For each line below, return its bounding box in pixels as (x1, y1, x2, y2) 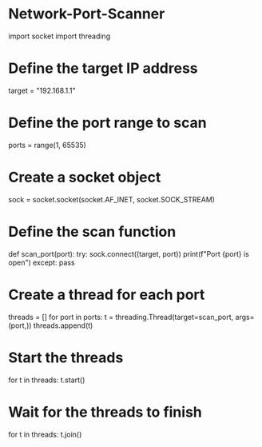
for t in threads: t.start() (8, 375, 85, 385)
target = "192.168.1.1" (8, 86, 76, 95)
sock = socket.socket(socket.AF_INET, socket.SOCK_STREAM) (8, 194, 216, 204)
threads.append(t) (33, 321, 93, 330)
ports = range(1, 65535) (8, 140, 86, 150)
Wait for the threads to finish (8, 403, 202, 421)
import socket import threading (8, 31, 110, 41)
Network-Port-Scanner (8, 5, 165, 23)
